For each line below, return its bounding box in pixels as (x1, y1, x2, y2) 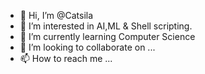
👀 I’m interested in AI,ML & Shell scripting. (19, 20, 193, 32)
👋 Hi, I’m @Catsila (19, 10, 94, 21)
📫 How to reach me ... (19, 53, 113, 64)
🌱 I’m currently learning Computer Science (19, 31, 196, 42)
